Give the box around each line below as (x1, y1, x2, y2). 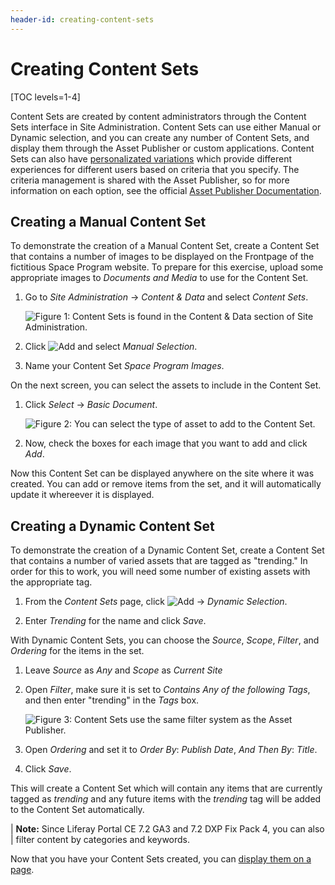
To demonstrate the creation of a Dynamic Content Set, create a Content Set (10, 544, 325, 556)
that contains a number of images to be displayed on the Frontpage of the (10, 251, 315, 263)
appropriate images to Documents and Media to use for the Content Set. (10, 272, 309, 284)
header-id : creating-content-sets (10, 14, 155, 25)
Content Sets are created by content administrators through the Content (10, 110, 307, 122)
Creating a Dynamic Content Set (10, 517, 215, 535)
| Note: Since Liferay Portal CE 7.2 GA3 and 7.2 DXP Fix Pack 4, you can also (10, 823, 325, 835)
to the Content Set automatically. (10, 804, 145, 816)
